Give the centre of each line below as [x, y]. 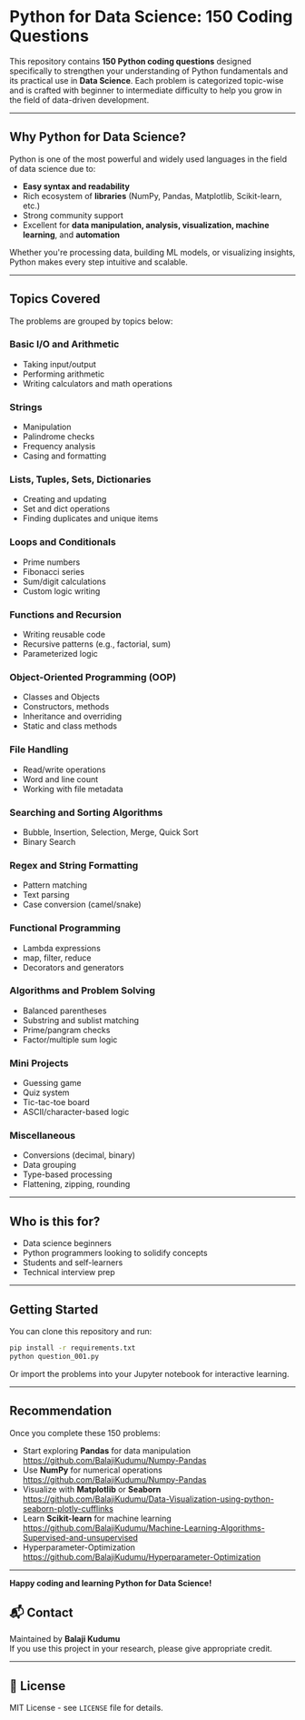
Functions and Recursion [66, 614]
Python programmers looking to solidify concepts [115, 1253]
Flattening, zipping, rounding [76, 1184]
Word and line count [60, 779]
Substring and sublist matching [80, 1020]
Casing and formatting [64, 456]
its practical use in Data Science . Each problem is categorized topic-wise [147, 80]
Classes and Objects [61, 697]
